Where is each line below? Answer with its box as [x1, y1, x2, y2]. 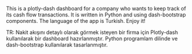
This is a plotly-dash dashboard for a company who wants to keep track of [6, 5, 186, 12]
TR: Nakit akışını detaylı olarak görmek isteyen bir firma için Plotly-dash [6, 29, 178, 36]
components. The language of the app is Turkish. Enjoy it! [6, 18, 146, 24]
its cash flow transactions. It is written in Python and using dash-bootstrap [6, 11, 186, 18]
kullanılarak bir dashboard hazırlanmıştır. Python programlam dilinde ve [6, 35, 178, 42]
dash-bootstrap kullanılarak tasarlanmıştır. [6, 41, 108, 48]
